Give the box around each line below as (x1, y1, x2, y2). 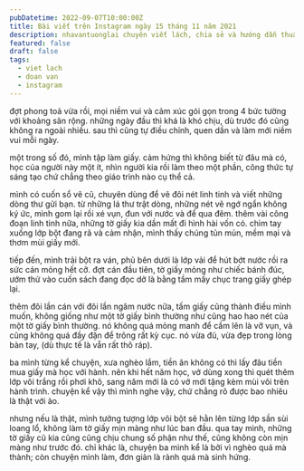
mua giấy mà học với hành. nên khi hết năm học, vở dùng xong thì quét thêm (9, 366, 295, 377)
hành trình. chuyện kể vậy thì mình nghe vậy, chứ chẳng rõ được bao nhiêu (9, 386, 288, 397)
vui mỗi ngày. (9, 134, 60, 145)
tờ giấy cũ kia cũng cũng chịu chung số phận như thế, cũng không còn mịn (9, 432, 289, 443)
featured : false (9, 38, 71, 48)
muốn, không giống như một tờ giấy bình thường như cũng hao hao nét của (9, 310, 289, 322)
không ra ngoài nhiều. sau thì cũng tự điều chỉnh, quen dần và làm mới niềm (9, 124, 292, 136)
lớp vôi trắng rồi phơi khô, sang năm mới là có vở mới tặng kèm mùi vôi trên (9, 376, 290, 387)
